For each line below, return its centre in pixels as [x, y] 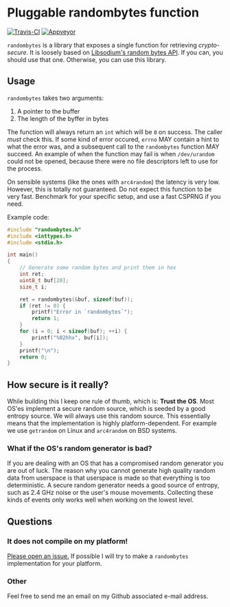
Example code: [28, 217]
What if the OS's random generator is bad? [80, 448]
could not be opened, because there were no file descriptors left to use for [113, 161]
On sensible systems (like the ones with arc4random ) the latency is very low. [114, 182]
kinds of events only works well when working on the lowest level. [101, 500]
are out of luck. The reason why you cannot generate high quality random [111, 471]
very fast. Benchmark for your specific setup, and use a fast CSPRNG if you [114, 196]
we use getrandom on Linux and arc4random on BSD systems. [92, 431]
